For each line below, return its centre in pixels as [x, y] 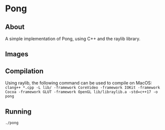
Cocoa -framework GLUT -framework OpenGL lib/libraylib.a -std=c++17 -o [82, 92]
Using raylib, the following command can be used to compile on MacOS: [79, 83]
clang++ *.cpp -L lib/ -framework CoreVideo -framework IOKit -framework [83, 88]
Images [17, 54]
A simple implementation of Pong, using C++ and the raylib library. [73, 39]
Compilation [24, 71]
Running [19, 111]
